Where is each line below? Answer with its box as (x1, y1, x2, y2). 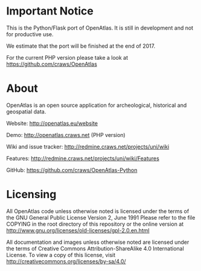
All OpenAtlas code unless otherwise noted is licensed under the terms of (6, 207, 190, 215)
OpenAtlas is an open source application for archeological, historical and (6, 101, 187, 109)
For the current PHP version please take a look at (6, 54, 129, 61)
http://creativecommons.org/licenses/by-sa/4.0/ (6, 258, 126, 265)
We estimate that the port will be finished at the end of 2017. (6, 42, 156, 49)
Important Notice (6, 4, 94, 18)
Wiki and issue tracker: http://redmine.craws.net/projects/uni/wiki (6, 143, 170, 150)
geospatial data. (6, 107, 46, 115)
